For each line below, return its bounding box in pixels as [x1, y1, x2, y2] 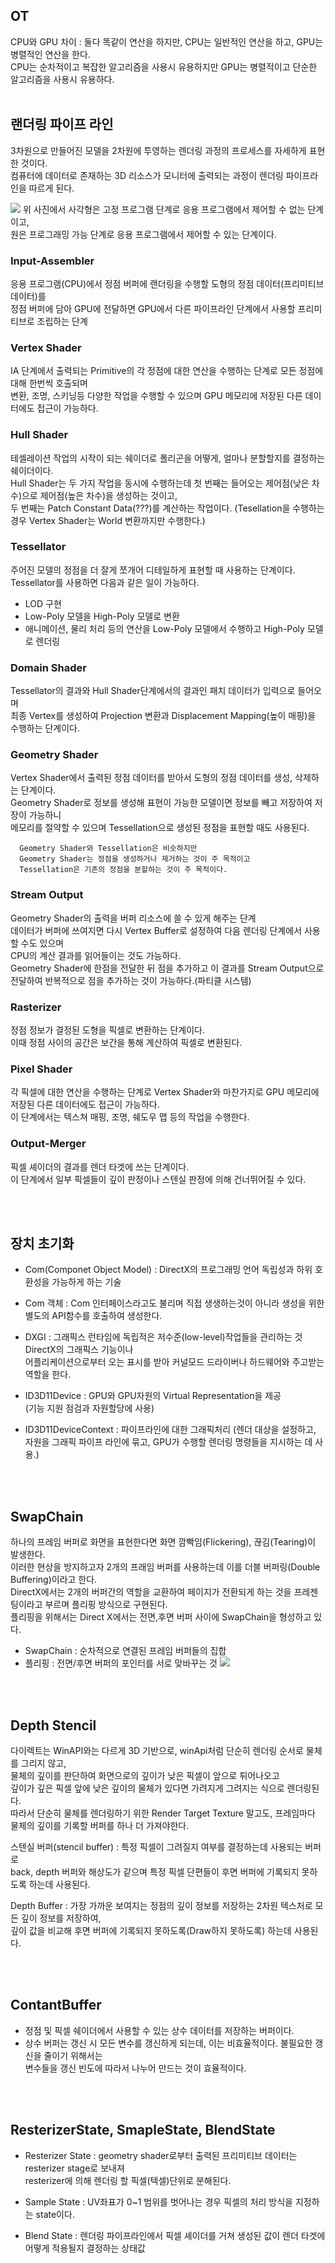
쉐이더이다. [10, 464, 54, 476]
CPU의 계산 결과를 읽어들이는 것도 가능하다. [10, 949, 182, 961]
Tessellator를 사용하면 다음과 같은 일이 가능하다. [10, 576, 200, 588]
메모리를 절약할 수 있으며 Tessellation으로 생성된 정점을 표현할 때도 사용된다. [10, 822, 310, 834]
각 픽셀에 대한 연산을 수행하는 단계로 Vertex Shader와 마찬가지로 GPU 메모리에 [10, 1086, 320, 1098]
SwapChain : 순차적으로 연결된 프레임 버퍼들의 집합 [24, 1645, 227, 1657]
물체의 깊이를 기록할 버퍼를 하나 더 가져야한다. [10, 1820, 190, 1832]
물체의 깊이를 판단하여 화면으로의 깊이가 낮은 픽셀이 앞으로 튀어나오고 [10, 1770, 280, 1782]
